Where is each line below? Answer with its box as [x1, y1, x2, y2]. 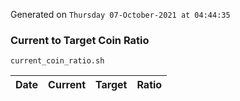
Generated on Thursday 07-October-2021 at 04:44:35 [10, 9, 231, 20]
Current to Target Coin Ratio [10, 33, 150, 47]
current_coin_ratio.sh [10, 56, 105, 66]
